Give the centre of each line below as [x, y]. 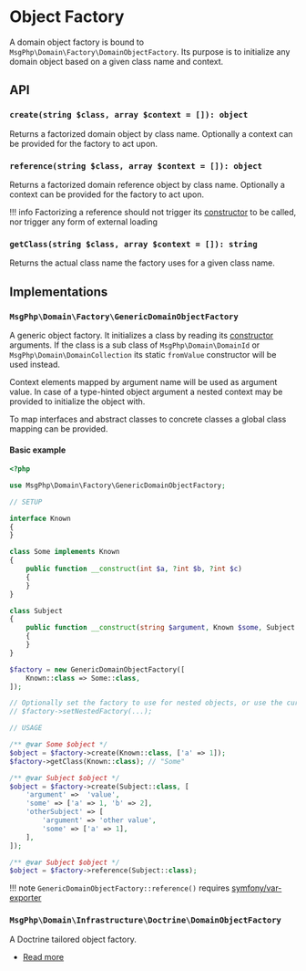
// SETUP [26, 502]
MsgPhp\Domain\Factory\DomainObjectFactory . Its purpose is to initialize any [150, 51]
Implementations [59, 292]
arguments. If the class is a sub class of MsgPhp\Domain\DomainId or [135, 345]
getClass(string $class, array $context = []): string [133, 244]
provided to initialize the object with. [77, 401]
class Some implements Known [65, 552]
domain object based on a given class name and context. [117, 61]
